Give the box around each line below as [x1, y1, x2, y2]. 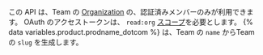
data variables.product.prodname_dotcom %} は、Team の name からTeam [8, 27, 255, 36]
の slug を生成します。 [8, 37, 83, 47]
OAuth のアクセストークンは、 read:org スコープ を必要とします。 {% [23, 17, 253, 27]
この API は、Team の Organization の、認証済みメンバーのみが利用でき [8, 7, 247, 16]
